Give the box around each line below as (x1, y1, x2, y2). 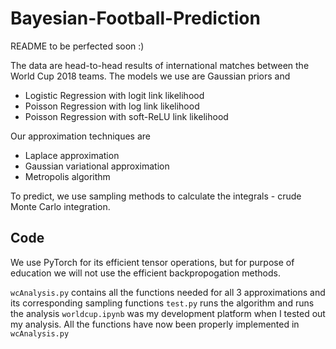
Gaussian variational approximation (24, 160, 170, 172)
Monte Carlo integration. (10, 200, 111, 212)
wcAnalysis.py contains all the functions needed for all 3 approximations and (10, 286, 326, 298)
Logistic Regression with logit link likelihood (24, 89, 205, 101)
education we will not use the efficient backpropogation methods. (10, 267, 281, 279)
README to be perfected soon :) (10, 40, 145, 52)
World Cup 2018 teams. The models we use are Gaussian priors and (10, 70, 291, 82)
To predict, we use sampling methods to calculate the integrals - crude (10, 190, 302, 202)
